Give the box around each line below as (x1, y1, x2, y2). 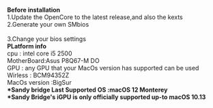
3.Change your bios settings (7, 35, 87, 43)
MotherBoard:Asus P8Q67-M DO (7, 57, 100, 64)
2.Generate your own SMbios (7, 21, 89, 28)
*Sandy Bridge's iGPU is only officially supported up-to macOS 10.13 (7, 93, 206, 101)
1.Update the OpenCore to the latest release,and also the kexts (7, 13, 183, 21)
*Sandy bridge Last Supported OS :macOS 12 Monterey (7, 85, 168, 94)
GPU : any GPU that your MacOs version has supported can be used (7, 64, 199, 72)
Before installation (7, 6, 61, 14)
